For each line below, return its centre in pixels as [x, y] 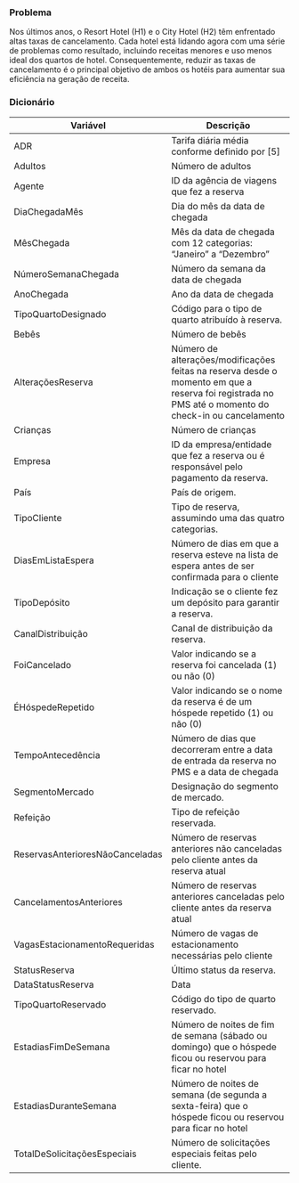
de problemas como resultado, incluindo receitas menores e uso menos [141, 51]
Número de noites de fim [223, 1024]
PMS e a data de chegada [225, 771]
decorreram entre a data [222, 749]
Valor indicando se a [214, 654]
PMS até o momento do [220, 404]
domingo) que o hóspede [224, 1047]
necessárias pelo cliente [222, 955]
